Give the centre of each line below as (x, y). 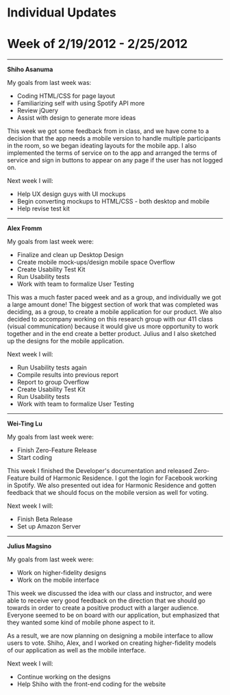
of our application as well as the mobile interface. (77, 650)
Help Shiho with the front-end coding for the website (91, 684)
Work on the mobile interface (58, 580)
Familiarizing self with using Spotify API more (81, 103)
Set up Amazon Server (49, 526)
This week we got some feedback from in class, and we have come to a (108, 131)
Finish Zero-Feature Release (57, 450)
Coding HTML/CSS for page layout (66, 96)
